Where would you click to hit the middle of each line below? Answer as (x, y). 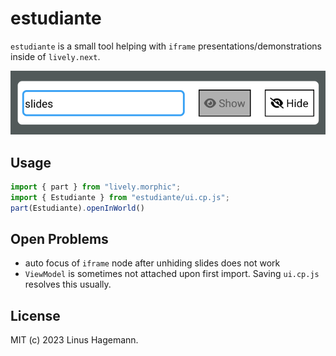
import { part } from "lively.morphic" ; (96, 187)
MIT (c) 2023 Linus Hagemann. (74, 340)
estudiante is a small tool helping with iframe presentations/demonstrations (166, 46)
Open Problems (59, 239)
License (35, 315)
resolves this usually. (68, 284)
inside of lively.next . (55, 56)
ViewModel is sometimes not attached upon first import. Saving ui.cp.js (172, 274)
